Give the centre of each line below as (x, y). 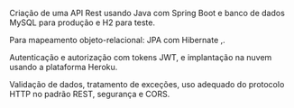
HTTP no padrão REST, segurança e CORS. (90, 94)
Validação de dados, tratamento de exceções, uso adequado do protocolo (147, 84)
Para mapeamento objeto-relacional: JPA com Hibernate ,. (117, 40)
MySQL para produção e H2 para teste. (83, 22)
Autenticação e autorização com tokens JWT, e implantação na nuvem (141, 57)
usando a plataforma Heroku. (64, 67)
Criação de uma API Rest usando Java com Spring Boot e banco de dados (147, 13)
